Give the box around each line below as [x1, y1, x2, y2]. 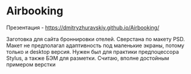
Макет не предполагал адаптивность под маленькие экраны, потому [6, 42, 184, 49]
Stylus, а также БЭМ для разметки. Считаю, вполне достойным [6, 54, 169, 61]
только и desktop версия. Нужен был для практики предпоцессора [6, 48, 179, 55]
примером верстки [6, 61, 56, 68]
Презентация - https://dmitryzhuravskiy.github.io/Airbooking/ [6, 24, 160, 31]
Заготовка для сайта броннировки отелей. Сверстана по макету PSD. [6, 35, 185, 42]
